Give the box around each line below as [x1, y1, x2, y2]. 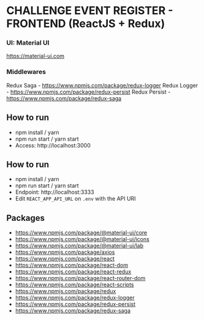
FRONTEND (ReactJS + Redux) [6, 17, 165, 31]
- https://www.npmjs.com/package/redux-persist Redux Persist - [6, 88, 171, 95]
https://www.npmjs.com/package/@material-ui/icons [15, 236, 150, 243]
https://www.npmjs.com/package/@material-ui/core [15, 229, 148, 236]
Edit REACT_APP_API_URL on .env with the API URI [15, 195, 136, 203]
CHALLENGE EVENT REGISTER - [6, 4, 173, 18]
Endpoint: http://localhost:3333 [15, 188, 94, 196]
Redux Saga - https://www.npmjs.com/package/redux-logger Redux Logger [6, 81, 198, 89]
